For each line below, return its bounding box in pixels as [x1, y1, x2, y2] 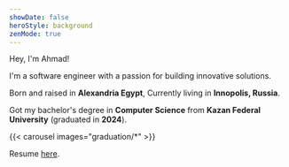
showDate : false [9, 12, 69, 22]
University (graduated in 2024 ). [9, 114, 127, 125]
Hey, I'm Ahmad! [9, 54, 70, 65]
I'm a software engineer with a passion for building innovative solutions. [9, 71, 272, 81]
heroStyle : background [9, 21, 93, 30]
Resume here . [9, 148, 60, 159]
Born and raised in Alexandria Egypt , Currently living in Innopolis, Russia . [9, 87, 281, 98]
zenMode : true [9, 29, 62, 38]
